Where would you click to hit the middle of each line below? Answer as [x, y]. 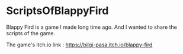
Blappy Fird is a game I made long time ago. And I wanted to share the [92, 27]
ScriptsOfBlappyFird [57, 11]
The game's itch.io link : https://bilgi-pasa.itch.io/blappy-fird [79, 45]
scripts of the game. [30, 33]
